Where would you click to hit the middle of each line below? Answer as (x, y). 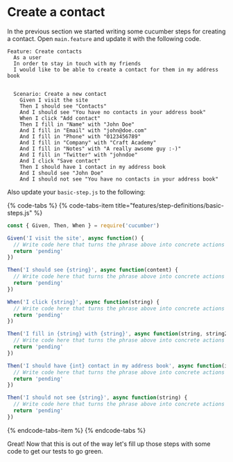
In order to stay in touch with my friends (77, 63)
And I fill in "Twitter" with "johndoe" (79, 155)
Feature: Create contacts (44, 51)
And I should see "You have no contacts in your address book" (113, 112)
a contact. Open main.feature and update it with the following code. (104, 38)
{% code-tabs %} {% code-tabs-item (61, 205)
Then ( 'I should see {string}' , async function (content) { (93, 270)
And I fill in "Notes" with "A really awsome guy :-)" (101, 149)
